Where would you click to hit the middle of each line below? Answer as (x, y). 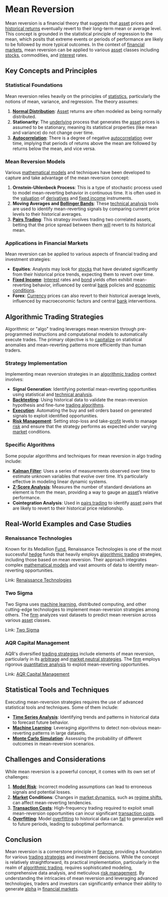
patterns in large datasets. (59, 733)
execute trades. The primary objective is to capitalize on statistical (73, 340)
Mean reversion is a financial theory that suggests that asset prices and (79, 23)
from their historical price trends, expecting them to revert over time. (83, 274)
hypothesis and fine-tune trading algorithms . (59, 405)
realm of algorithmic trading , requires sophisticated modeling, (69, 868)
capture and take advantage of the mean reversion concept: (67, 178)
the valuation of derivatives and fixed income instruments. (72, 198)
